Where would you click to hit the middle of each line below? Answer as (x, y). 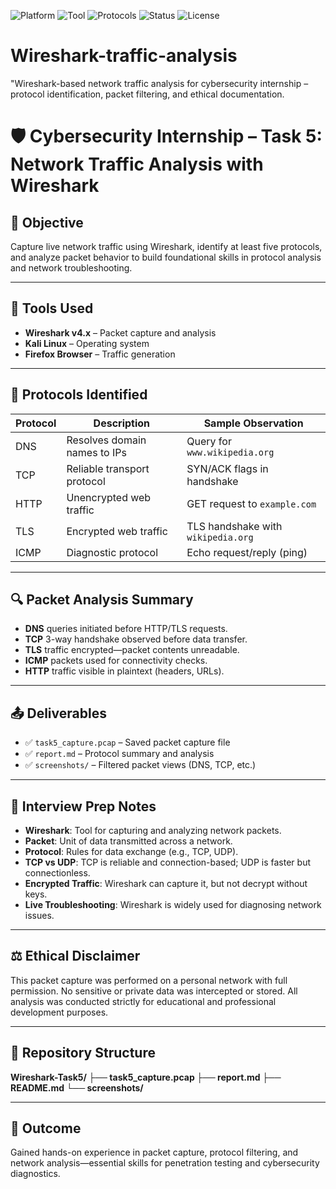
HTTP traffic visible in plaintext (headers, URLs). (124, 671)
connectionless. (57, 873)
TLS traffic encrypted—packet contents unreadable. (132, 650)
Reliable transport (108, 468)
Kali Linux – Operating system (87, 343)
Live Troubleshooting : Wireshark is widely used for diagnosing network (173, 904)
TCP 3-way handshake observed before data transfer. (136, 639)
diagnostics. (35, 1174)
